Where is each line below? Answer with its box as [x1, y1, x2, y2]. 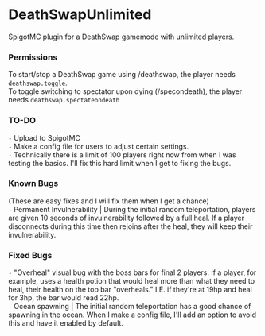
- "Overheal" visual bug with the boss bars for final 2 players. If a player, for [8, 268, 257, 277]
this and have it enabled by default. [8, 319, 123, 328]
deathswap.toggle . [8, 78, 68, 88]
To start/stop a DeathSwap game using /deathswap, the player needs [8, 70, 236, 79]
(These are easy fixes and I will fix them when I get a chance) [8, 196, 209, 206]
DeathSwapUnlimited [8, 6, 152, 24]
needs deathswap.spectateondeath [8, 95, 120, 105]
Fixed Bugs [8, 249, 53, 261]
